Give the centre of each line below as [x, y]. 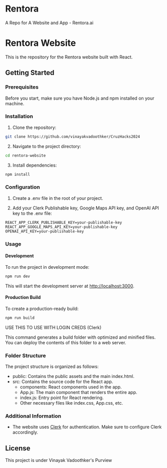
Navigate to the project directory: [47, 146]
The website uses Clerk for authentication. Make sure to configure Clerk [87, 427]
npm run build [20, 318]
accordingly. [25, 432]
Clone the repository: [34, 127]
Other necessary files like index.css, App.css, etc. [71, 403]
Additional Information [33, 416]
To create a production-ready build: [42, 308]
